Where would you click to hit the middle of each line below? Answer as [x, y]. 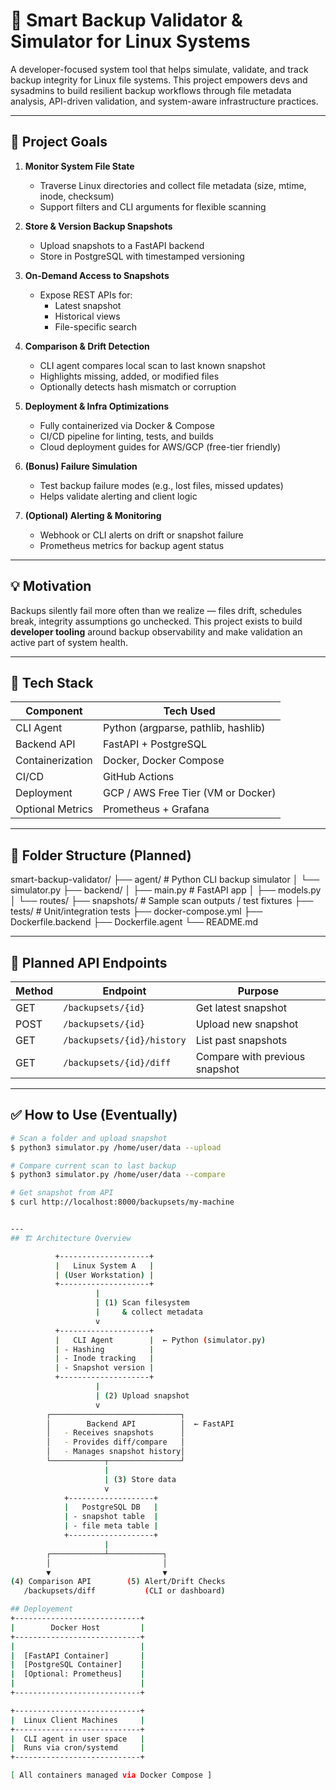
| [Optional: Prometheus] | [77, 1674]
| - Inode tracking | [104, 1359]
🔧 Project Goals [59, 142]
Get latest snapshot [241, 1007]
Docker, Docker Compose [164, 761]
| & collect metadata [149, 1312]
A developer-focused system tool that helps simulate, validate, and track [159, 69]
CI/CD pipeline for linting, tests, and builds [127, 436]
